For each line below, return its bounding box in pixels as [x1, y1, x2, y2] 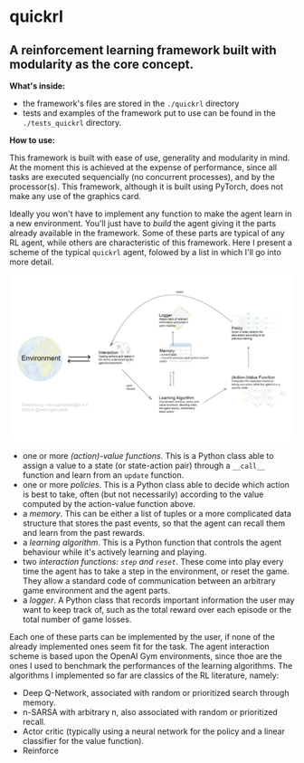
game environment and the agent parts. [22, 585, 170, 596]
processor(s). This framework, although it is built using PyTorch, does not [9, 181, 283, 192]
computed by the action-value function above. [22, 498, 196, 509]
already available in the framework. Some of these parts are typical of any [9, 228, 285, 238]
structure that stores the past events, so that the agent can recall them [22, 518, 286, 529]
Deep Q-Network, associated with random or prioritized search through [22, 687, 290, 698]
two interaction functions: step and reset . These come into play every [22, 556, 284, 567]
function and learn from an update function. [22, 469, 185, 481]
